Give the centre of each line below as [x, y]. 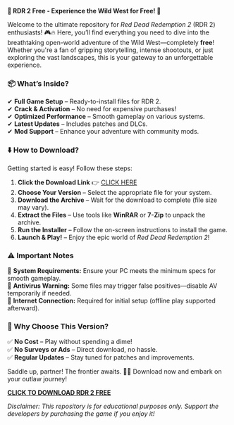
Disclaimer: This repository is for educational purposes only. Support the [113, 406]
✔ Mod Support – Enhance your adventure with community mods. [103, 132]
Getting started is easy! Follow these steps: [70, 168]
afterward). [24, 308]
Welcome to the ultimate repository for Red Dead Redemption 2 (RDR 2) [111, 24]
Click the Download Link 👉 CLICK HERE [77, 182]
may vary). [33, 207]
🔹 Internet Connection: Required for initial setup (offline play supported [112, 300]
